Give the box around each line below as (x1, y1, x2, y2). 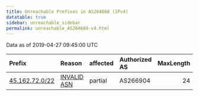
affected (89, 59, 114, 68)
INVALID (60, 73, 84, 81)
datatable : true (6, 14, 46, 20)
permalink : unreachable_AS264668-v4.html (6, 25, 110, 31)
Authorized (119, 56, 152, 64)
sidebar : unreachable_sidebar (6, 20, 81, 25)
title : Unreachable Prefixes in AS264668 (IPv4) (6, 8, 129, 15)
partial (89, 76, 107, 85)
